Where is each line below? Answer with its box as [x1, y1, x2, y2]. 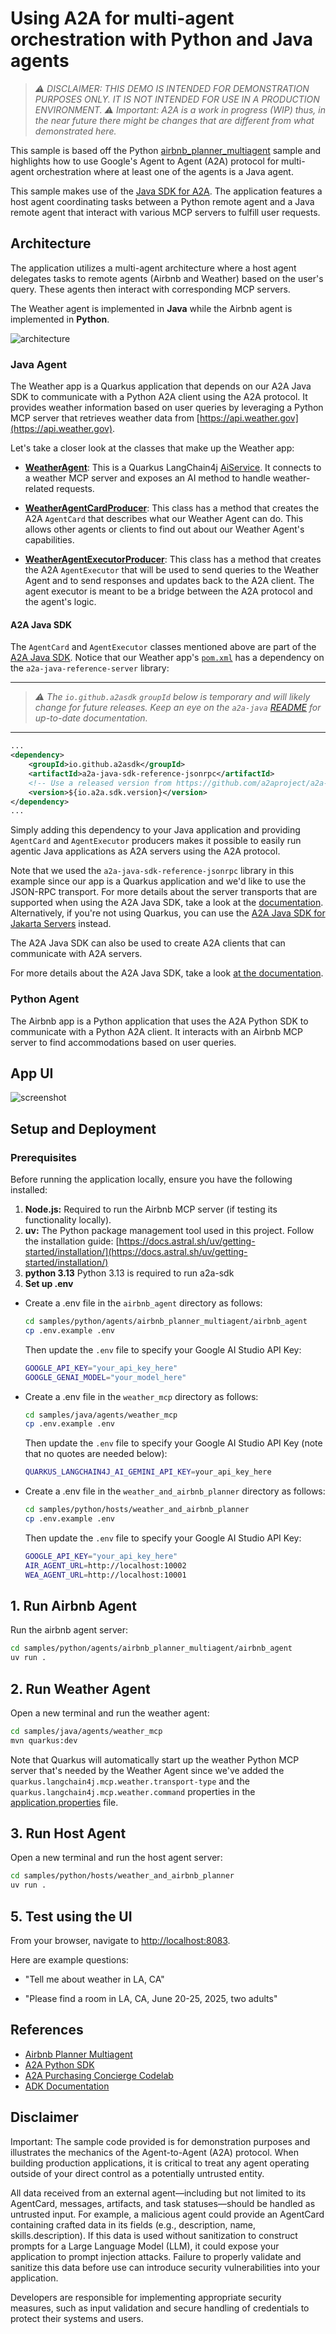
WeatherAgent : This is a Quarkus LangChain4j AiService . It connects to [24, 462, 322, 474]
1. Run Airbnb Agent [10, 1597, 137, 1614]
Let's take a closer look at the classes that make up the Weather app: [10, 442, 295, 454]
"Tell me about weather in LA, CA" [24, 1973, 165, 1986]
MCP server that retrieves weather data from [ [10, 412, 200, 424]
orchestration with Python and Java [10, 28, 313, 51]
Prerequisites [10, 1150, 77, 1164]
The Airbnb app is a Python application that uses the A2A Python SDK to [10, 1015, 309, 1027]
